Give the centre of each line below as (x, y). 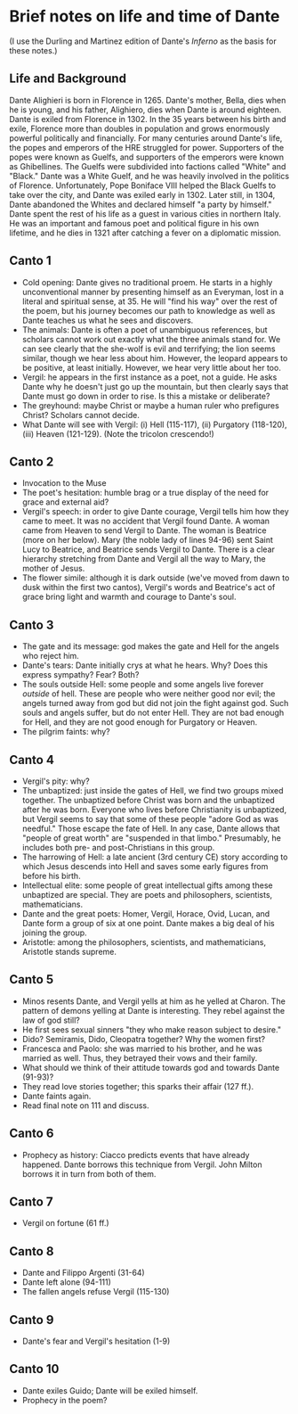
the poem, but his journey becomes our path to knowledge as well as (149, 310)
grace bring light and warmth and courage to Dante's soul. (129, 597)
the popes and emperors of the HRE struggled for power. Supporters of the (147, 147)
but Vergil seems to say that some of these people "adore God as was (150, 819)
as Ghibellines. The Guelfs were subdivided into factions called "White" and (148, 166)
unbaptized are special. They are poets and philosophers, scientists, (147, 895)
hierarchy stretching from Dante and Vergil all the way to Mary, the (144, 559)
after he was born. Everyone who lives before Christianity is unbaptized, (154, 810)
